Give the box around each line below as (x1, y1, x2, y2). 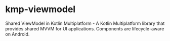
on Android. (5, 31, 30, 37)
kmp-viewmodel (5, 4, 76, 15)
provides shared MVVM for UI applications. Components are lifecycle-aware (5, 25, 164, 31)
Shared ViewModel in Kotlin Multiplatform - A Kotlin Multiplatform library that (5, 20, 165, 26)
